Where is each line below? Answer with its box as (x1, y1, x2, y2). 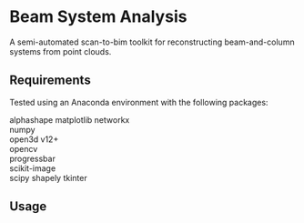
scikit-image (9, 162, 56, 174)
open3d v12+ (9, 134, 59, 145)
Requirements (9, 73, 91, 88)
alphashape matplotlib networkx (9, 114, 130, 125)
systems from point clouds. (9, 46, 112, 56)
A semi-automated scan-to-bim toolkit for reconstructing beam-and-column (9, 36, 295, 47)
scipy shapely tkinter (9, 172, 88, 183)
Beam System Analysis (9, 6, 187, 27)
